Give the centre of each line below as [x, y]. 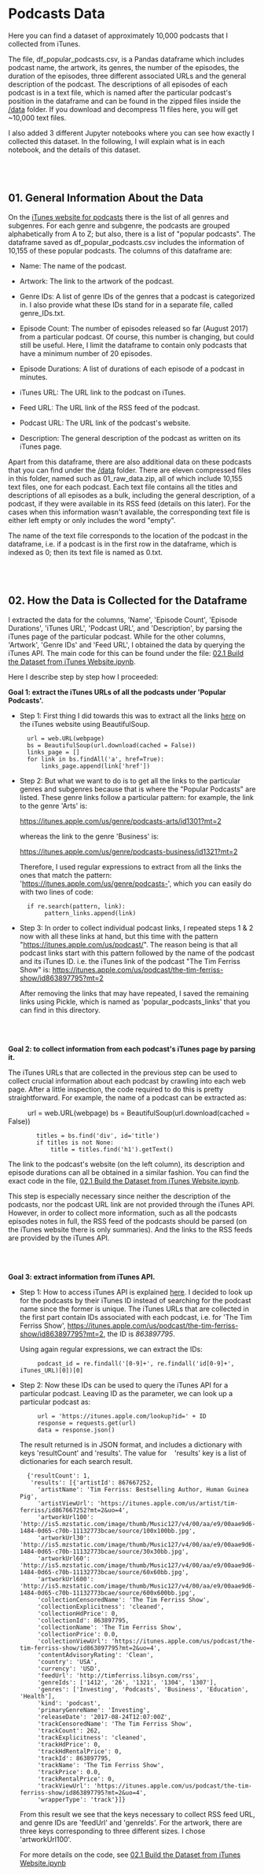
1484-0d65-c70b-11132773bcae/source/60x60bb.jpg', [104, 1572]
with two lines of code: [56, 891]
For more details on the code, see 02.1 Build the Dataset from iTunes [130, 1855]
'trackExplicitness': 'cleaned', [92, 1737]
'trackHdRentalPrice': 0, [80, 1751]
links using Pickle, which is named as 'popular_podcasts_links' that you [135, 1002]
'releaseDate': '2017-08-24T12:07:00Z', [104, 1717]
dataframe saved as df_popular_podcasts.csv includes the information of [126, 242]
